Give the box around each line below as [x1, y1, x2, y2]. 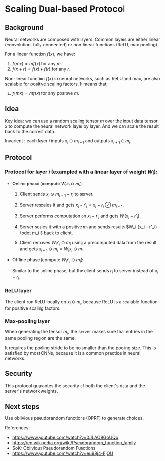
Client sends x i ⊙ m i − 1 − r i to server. [19, 191, 94, 198]
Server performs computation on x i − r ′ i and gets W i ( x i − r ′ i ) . [19, 213, 141, 220]
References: [5, 425, 30, 431]
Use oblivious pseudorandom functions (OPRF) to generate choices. [5, 415, 144, 421]
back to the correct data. [5, 128, 56, 134]
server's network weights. [5, 388, 58, 394]
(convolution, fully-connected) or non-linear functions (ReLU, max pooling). [5, 42, 159, 47]
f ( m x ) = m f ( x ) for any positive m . [12, 91, 79, 96]
